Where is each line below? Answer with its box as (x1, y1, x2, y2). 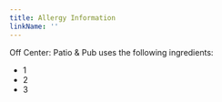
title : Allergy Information (9, 13, 116, 23)
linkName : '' (9, 22, 59, 31)
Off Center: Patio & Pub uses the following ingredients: (9, 46, 214, 57)
